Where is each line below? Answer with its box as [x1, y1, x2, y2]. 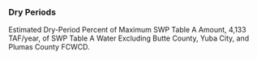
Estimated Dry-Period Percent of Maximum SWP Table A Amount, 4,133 [8, 25, 246, 35]
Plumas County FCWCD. [8, 42, 90, 52]
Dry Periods [8, 6, 57, 18]
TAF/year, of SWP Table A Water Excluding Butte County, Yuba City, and [8, 33, 250, 43]
